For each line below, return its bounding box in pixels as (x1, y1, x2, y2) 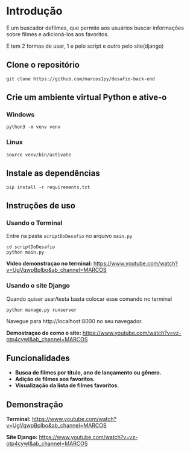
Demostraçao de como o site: (6, 329, 81, 336)
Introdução (6, 4, 63, 18)
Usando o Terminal (6, 219, 63, 227)
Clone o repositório (6, 60, 80, 70)
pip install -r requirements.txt (6, 184, 90, 190)
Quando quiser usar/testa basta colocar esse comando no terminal (6, 295, 173, 303)
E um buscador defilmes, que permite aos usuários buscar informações (6, 24, 184, 31)
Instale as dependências (6, 168, 101, 179)
